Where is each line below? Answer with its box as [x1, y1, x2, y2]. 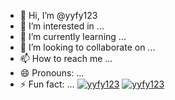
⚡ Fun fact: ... [19, 78, 75, 90]
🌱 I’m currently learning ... [19, 31, 127, 42]
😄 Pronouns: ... [19, 67, 85, 79]
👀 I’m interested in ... [19, 20, 105, 32]
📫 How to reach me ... [19, 53, 113, 64]
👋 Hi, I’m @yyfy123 [19, 10, 98, 21]
